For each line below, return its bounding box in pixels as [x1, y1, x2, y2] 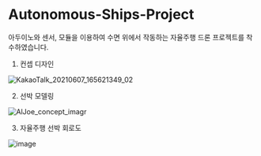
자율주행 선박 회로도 [19, 123, 81, 132]
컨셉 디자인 [19, 59, 55, 69]
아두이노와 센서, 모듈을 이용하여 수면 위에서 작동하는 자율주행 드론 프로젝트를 [8, 32, 245, 42]
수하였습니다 [8, 42, 47, 52]
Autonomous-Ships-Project [8, 6, 195, 24]
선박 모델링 [19, 91, 55, 100]
